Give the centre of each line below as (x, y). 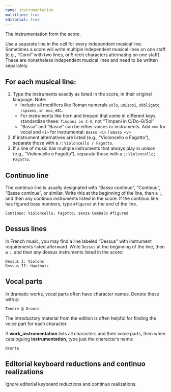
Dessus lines (26, 229)
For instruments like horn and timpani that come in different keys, (88, 116)
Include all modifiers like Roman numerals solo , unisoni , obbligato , (91, 105)
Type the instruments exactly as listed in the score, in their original (82, 94)
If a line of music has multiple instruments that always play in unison (84, 148)
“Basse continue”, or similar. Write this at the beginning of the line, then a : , (84, 193)
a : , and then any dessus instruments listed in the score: (64, 252)
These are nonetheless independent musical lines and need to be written (82, 60)
